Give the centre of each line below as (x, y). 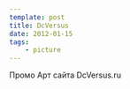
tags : (19, 42)
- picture (43, 50)
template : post (37, 17)
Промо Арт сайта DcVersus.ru (65, 75)
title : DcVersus (39, 26)
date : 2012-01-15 (41, 33)
